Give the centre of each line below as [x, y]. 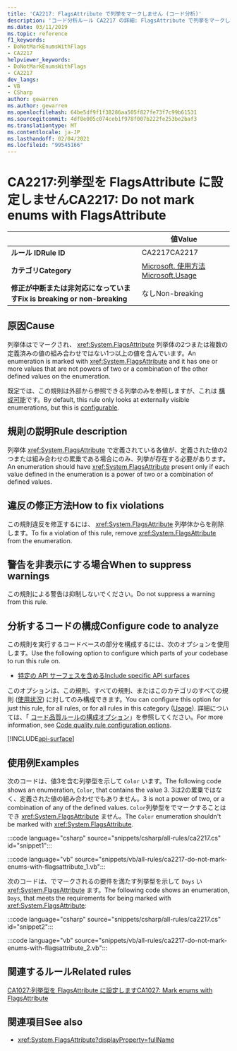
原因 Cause [31, 326]
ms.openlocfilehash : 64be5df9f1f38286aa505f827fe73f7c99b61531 [102, 112]
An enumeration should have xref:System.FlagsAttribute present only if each [119, 466]
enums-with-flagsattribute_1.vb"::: [56, 867]
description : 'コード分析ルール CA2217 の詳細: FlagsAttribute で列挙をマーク [116, 20]
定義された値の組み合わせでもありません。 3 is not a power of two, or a [122, 798]
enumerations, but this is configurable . [63, 408]
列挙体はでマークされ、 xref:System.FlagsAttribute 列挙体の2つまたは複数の [118, 344]
